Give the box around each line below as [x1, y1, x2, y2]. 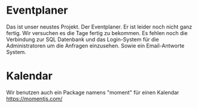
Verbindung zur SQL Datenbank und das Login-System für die [6, 36, 160, 43]
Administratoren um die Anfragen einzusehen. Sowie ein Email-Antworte [6, 42, 185, 49]
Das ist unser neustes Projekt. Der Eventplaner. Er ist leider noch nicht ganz [6, 23, 193, 30]
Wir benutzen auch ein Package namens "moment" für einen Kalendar [6, 88, 179, 96]
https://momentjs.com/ [6, 95, 63, 102]
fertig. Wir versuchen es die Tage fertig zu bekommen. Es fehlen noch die [6, 29, 188, 36]
